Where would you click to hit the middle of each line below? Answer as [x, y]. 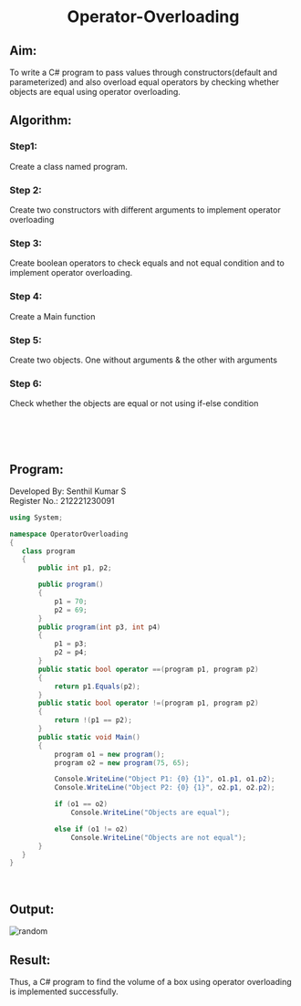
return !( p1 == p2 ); [93, 720]
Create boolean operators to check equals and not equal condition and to [147, 263]
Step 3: [26, 243]
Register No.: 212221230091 [62, 500]
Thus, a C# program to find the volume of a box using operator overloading [150, 981]
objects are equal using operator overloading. [95, 92]
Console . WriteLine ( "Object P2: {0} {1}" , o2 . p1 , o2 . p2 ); [165, 788]
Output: [32, 909]
